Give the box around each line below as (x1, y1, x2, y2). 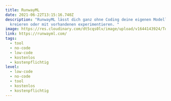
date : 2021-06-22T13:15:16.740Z (5, 12, 74, 17)
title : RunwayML (5, 7, 40, 13)
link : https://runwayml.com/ (5, 31, 67, 36)
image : (5, 27, 19, 32)
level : (5, 64, 19, 69)
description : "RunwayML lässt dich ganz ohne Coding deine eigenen (5, 17, 152, 22)
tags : (5, 36, 17, 41)
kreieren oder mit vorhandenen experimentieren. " (10, 21, 120, 27)
